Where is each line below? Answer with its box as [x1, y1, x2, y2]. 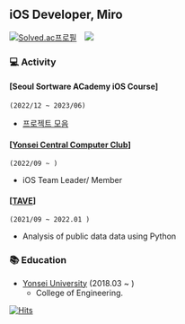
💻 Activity [9, 56, 57, 68]
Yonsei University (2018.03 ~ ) [22, 277, 135, 288]
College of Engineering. [35, 287, 124, 298]
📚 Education [9, 254, 67, 267]
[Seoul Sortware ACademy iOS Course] [9, 81, 159, 92]
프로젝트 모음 [22, 118, 69, 128]
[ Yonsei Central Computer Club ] [9, 139, 132, 150]
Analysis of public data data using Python [22, 231, 177, 241]
